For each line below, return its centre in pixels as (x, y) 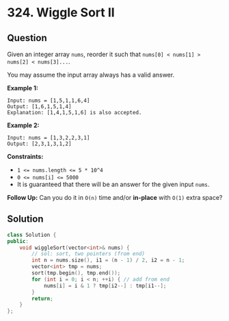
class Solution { (32, 235)
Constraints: (25, 156)
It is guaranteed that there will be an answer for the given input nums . (113, 184)
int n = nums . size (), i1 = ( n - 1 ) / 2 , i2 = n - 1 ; (108, 260)
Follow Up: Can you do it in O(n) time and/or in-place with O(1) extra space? (115, 197)
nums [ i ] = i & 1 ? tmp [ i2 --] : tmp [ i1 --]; (105, 285)
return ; (42, 298)
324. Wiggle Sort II (61, 13)
